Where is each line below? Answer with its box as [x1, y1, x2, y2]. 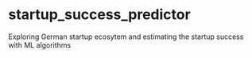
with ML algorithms [8, 40, 72, 49]
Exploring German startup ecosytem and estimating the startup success [8, 32, 244, 41]
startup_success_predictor [8, 6, 191, 24]
